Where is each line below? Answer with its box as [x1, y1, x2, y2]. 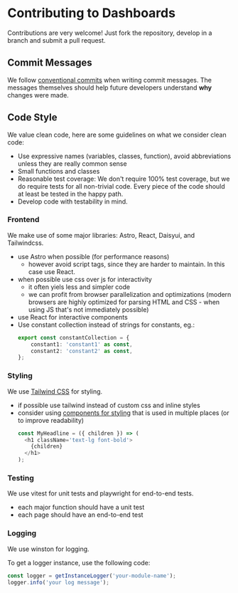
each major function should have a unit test [17, 503, 145, 512]
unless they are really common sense [17, 159, 127, 168]
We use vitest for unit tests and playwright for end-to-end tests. [7, 489, 194, 498]
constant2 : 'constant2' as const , [31, 347, 133, 355]
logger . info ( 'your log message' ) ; [7, 579, 110, 586]
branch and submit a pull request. [7, 36, 106, 44]
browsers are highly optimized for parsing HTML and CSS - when [28, 298, 220, 306]
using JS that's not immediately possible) [28, 305, 149, 314]
